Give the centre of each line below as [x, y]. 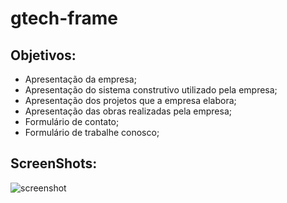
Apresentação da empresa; [80, 79]
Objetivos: [43, 55]
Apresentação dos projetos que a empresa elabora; [130, 100]
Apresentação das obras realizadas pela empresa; [128, 111]
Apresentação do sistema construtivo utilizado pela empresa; [151, 90]
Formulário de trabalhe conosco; [92, 132]
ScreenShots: [54, 163]
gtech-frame [64, 18]
